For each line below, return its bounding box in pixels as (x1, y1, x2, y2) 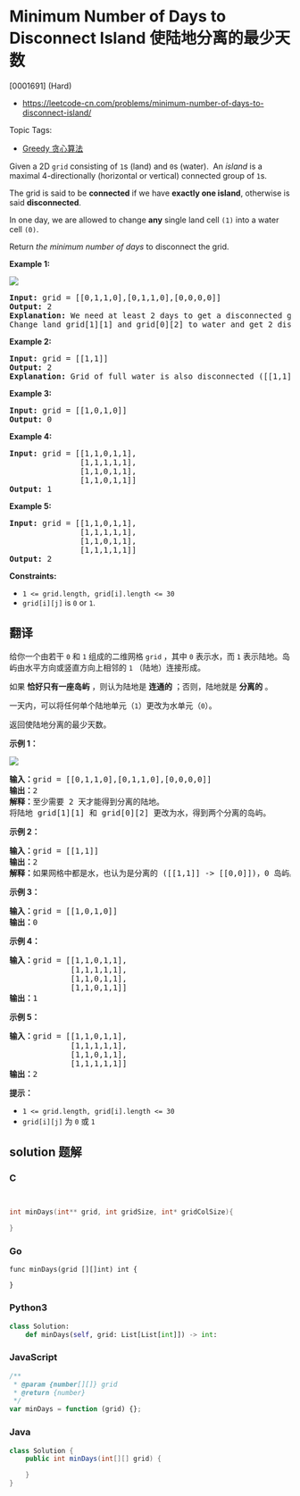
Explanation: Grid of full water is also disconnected (9, 371, 254, 381)
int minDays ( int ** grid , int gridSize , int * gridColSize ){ (9, 1208, 234, 1216)
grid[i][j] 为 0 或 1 (21, 1116, 96, 1126)
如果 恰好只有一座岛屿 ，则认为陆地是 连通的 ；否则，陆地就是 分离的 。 (9, 681, 273, 691)
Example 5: (9, 500, 52, 511)
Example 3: (9, 388, 52, 398)
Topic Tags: (9, 124, 53, 135)
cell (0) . (9, 223, 39, 234)
